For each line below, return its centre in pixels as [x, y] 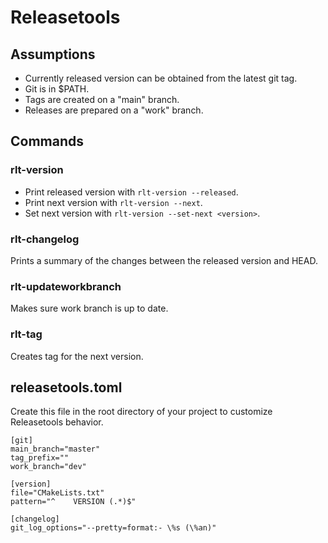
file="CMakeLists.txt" [57, 493]
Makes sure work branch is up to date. [89, 308]
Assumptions [53, 54]
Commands [47, 141]
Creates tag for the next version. [77, 356]
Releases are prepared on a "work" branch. [114, 110]
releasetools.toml [66, 387]
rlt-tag [26, 334]
